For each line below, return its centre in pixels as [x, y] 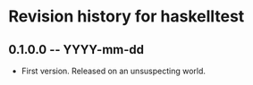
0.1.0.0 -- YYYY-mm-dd [76, 50]
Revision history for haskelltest [126, 17]
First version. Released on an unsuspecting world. [114, 71]
